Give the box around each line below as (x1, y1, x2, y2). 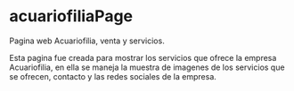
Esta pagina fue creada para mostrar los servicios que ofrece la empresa (9, 52, 277, 63)
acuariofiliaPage (9, 6, 134, 27)
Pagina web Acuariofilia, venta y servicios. (9, 35, 165, 46)
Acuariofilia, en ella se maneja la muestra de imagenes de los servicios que (9, 62, 285, 72)
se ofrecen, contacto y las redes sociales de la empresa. (9, 71, 216, 81)
